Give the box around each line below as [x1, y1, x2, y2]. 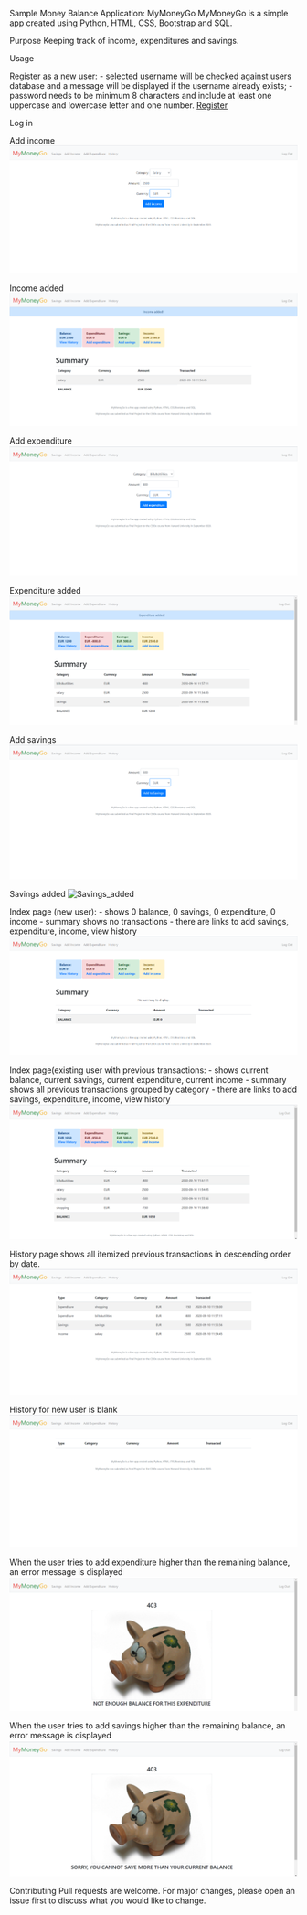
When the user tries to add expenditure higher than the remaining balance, [9, 1557, 291, 1567]
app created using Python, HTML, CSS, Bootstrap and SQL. [9, 17, 233, 28]
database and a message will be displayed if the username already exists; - [9, 80, 293, 91]
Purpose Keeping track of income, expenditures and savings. [9, 36, 239, 46]
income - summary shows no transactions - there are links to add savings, [9, 915, 290, 926]
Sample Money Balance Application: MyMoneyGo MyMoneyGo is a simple [9, 8, 289, 18]
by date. [9, 1257, 41, 1269]
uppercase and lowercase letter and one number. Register [9, 100, 228, 111]
